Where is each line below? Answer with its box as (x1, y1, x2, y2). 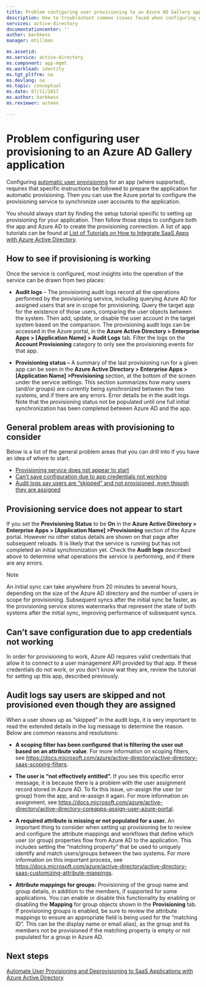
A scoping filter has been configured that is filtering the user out (15, 741, 183, 748)
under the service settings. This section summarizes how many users (15, 378, 191, 385)
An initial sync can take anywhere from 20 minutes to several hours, (6, 583, 178, 590)
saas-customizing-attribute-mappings (15, 869, 112, 877)
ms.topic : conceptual (6, 83, 62, 89)
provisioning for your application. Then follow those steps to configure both (6, 216, 197, 223)
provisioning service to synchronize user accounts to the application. (6, 198, 181, 205)
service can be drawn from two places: (6, 276, 105, 284)
